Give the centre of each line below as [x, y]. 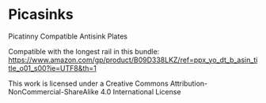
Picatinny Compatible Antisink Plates [68, 36]
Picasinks [41, 15]
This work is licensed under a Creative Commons [88, 83]
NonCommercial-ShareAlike [53, 91]
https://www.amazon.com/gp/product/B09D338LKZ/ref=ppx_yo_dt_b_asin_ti [133, 60]
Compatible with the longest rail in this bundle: [84, 51]
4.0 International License [141, 91]
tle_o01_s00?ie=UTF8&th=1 [53, 68]
